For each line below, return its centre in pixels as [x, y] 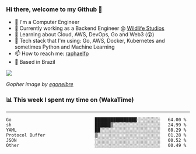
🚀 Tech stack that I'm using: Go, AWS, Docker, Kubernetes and [90, 41]
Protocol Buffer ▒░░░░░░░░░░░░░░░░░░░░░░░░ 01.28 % [96, 135]
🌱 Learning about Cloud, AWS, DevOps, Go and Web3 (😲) [84, 35]
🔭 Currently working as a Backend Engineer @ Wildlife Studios [89, 28]
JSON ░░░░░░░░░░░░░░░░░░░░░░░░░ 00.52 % [96, 140]
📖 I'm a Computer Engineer [47, 22]
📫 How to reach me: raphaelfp [52, 54]
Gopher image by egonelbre [40, 84]
